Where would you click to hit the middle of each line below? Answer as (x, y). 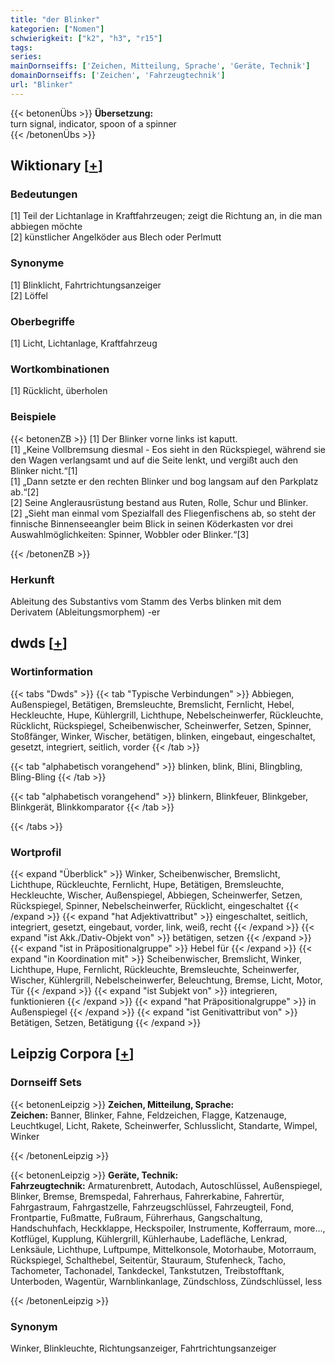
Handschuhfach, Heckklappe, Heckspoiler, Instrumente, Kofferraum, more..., (168, 1228)
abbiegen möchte (46, 227)
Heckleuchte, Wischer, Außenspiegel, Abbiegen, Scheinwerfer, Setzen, (156, 895)
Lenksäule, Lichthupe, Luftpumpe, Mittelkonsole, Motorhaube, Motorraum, (163, 1249)
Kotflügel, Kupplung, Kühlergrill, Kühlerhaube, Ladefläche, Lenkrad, (149, 1238)
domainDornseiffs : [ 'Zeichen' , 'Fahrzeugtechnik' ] (118, 76)
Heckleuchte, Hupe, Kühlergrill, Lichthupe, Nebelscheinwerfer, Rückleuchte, (167, 715)
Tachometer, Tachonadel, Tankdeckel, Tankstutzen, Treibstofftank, (147, 1270)
